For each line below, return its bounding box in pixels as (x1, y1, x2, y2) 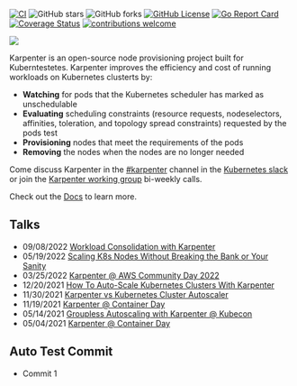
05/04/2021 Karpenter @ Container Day (22, 317, 171, 328)
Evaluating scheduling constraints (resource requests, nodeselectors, (22, 108, 283, 119)
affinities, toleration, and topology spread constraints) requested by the (22, 118, 287, 128)
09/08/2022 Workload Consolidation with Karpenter (22, 241, 216, 252)
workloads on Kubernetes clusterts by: (9, 72, 153, 82)
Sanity (22, 260, 47, 271)
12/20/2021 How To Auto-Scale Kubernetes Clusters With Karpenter (22, 280, 274, 290)
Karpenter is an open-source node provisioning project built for (9, 52, 245, 63)
